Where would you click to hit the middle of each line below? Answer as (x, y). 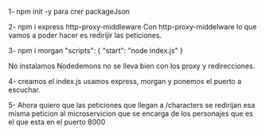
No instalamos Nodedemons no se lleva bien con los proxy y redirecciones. (132, 66)
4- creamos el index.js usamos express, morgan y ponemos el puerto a (125, 81)
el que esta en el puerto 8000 (57, 122)
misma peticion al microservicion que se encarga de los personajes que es (131, 113)
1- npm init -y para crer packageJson (69, 11)
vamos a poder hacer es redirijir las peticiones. (85, 35)
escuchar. (25, 90)
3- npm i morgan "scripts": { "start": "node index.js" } (96, 50)
